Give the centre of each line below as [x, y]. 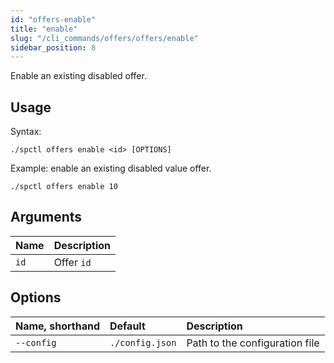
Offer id [72, 262]
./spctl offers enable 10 [64, 187]
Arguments [46, 217]
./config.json [143, 342]
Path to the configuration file [253, 343]
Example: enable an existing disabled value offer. [111, 168]
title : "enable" [44, 29]
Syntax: [26, 132]
